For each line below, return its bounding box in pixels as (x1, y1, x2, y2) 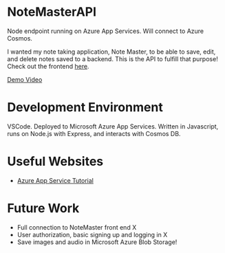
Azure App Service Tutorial (17, 176, 94, 184)
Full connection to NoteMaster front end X (17, 223, 137, 231)
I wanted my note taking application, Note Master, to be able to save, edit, (7, 47, 216, 56)
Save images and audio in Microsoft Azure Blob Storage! (17, 238, 178, 246)
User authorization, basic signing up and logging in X (17, 230, 168, 239)
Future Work (7, 201, 80, 216)
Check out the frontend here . (7, 62, 89, 70)
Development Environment (7, 100, 163, 115)
